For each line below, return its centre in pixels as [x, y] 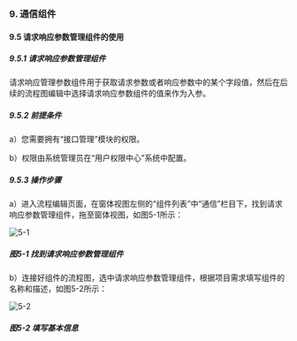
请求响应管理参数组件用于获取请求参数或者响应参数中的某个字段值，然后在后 [148, 82]
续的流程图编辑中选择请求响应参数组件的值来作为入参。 [110, 94]
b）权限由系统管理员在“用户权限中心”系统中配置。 [100, 158]
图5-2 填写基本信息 [44, 328]
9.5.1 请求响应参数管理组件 [57, 58]
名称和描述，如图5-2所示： [58, 289]
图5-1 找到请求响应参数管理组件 [66, 254]
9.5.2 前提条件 [35, 116]
